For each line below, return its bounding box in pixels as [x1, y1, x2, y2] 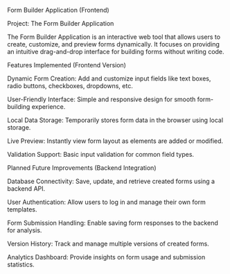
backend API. [7, 185, 46, 193]
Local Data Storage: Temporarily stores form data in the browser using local [7, 116, 224, 124]
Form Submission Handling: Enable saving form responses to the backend [7, 219, 218, 227]
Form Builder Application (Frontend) [7, 6, 109, 14]
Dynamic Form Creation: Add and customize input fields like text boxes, [7, 74, 211, 83]
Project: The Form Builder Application [7, 19, 114, 27]
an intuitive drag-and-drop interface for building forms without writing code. [7, 48, 224, 55]
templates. [7, 205, 37, 214]
